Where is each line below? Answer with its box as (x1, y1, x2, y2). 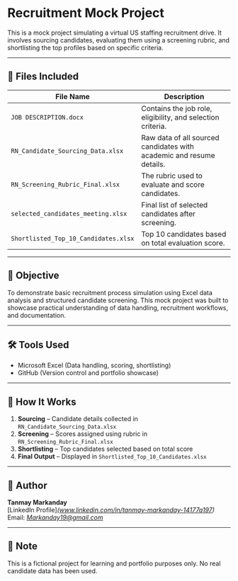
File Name (55, 91, 90, 101)
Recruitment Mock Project (7, 5, 165, 21)
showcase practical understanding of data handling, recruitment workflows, (7, 303, 229, 312)
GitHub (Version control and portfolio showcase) (17, 369, 159, 377)
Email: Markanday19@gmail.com (7, 513, 103, 522)
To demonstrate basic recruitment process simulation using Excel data (7, 288, 212, 297)
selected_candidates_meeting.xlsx (11, 209, 127, 217)
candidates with (141, 142, 195, 151)
